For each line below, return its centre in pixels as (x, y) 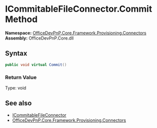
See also (18, 103)
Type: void (16, 88)
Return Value (21, 77)
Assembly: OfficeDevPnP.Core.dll (39, 38)
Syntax (16, 53)
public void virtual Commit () (36, 64)
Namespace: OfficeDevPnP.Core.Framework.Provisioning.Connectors (76, 33)
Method (21, 19)
